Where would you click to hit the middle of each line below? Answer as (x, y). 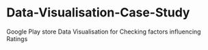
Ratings (17, 38)
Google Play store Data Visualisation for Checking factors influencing (104, 32)
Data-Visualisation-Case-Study (98, 13)
